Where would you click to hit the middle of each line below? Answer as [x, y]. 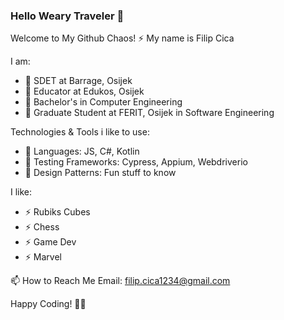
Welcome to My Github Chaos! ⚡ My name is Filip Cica [122, 38]
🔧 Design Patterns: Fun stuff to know [100, 173]
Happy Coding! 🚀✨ [48, 304]
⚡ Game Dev [50, 242]
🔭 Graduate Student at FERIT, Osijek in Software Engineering [149, 113]
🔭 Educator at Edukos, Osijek [84, 91]
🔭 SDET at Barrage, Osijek [78, 81]
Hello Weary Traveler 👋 [67, 16]
